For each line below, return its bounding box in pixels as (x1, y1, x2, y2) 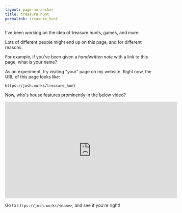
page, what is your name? (5, 59, 57, 65)
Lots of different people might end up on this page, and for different (5, 39, 142, 45)
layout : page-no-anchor (5, 7, 54, 12)
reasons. (5, 45, 23, 51)
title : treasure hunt (5, 12, 50, 17)
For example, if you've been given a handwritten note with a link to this (5, 54, 148, 60)
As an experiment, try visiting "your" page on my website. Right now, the (5, 69, 152, 75)
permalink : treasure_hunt (5, 16, 58, 21)
